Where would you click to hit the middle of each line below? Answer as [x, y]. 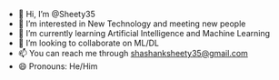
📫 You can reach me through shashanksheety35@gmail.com [133, 53]
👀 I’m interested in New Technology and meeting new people [132, 24]
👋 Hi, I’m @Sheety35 [56, 14]
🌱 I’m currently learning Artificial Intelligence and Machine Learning [144, 33]
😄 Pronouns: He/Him [58, 66]
